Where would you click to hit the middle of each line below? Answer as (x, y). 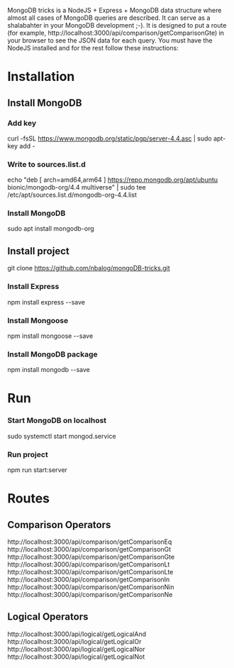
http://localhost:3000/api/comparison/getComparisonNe (90, 594)
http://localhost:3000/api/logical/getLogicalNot (76, 657)
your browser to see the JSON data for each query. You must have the (110, 40)
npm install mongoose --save (50, 336)
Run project (28, 454)
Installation (41, 77)
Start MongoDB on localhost (57, 420)
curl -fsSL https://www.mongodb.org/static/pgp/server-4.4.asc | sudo (110, 138)
